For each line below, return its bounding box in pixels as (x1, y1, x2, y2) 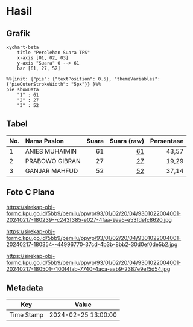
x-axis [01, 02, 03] (17, 55, 69, 61)
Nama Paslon (25, 137, 65, 145)
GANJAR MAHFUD (25, 166, 78, 175)
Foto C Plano (6, 187, 55, 198)
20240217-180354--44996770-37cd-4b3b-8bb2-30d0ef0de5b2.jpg (6, 241, 178, 248)
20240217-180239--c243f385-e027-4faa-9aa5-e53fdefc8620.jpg (6, 216, 172, 223)
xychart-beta (6, 44, 39, 50)
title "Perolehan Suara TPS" (17, 50, 90, 56)
